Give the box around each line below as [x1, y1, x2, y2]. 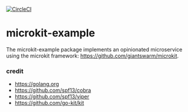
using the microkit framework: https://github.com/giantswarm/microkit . [6, 52, 179, 59]
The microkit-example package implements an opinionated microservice [6, 46, 183, 53]
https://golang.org [14, 81, 59, 88]
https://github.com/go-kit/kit [14, 100, 85, 107]
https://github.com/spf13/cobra [14, 87, 92, 94]
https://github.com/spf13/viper [14, 93, 90, 100]
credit [6, 67, 24, 75]
